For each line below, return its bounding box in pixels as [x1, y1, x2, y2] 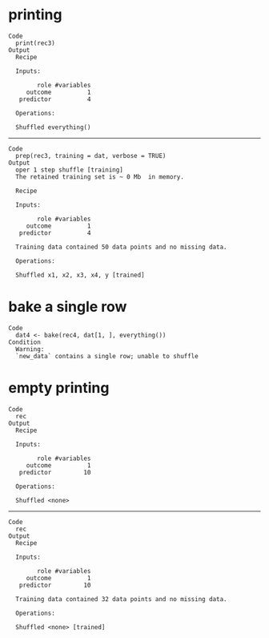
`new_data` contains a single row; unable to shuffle [15, 352, 199, 360]
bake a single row [8, 298, 127, 316]
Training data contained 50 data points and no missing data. [15, 243, 227, 251]
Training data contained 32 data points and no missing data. [15, 595, 227, 603]
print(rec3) [15, 38, 56, 47]
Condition [8, 338, 42, 346]
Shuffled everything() [15, 123, 91, 131]
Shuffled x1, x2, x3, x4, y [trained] [15, 271, 146, 279]
